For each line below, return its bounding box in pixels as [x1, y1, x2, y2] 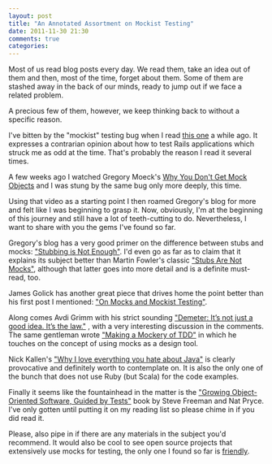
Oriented [8, 396, 38, 406]
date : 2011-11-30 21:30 [8, 27, 89, 35]
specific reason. [8, 115, 63, 124]
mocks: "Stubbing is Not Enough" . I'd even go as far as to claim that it [8, 247, 241, 257]
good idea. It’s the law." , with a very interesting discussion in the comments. [8, 322, 264, 332]
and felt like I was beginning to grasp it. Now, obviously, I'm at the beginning [8, 205, 263, 215]
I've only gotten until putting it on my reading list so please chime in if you [8, 405, 255, 414]
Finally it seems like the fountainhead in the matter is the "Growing [8, 388, 231, 397]
